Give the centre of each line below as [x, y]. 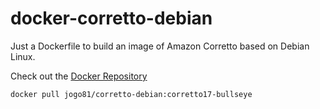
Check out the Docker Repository [79, 76]
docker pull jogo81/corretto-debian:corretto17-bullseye [131, 94]
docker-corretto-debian [111, 18]
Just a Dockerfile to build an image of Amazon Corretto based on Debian [160, 46]
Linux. [23, 56]
